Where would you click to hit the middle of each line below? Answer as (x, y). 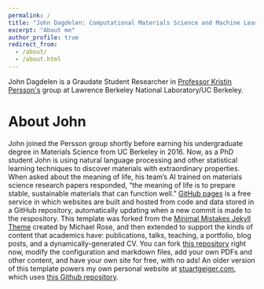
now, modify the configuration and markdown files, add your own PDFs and (130, 251)
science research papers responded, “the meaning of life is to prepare (122, 185)
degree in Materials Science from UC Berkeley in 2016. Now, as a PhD (121, 152)
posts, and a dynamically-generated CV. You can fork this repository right (127, 243)
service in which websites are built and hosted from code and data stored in (131, 202)
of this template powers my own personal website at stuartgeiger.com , (122, 269)
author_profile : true (44, 37)
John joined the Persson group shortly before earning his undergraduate (126, 143)
